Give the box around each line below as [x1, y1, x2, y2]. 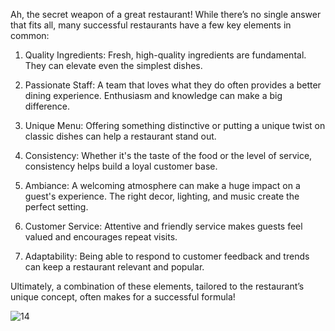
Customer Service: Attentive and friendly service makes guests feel [24, 220, 303, 232]
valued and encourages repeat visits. [24, 231, 178, 243]
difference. [24, 100, 70, 112]
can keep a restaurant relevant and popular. [24, 261, 205, 273]
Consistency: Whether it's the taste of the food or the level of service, [24, 150, 313, 161]
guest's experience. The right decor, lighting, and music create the [24, 190, 300, 202]
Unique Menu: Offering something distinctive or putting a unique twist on [24, 120, 326, 131]
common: [10, 30, 50, 41]
